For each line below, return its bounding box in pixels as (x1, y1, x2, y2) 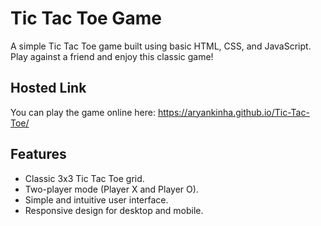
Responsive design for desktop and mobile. (24, 204, 204, 216)
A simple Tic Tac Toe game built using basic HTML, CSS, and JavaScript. (10, 40, 312, 52)
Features (10, 146, 67, 163)
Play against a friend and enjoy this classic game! (10, 50, 214, 62)
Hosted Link (10, 80, 87, 97)
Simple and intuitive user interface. (24, 193, 169, 206)
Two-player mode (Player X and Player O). (24, 183, 199, 195)
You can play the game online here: (10, 106, 156, 118)
